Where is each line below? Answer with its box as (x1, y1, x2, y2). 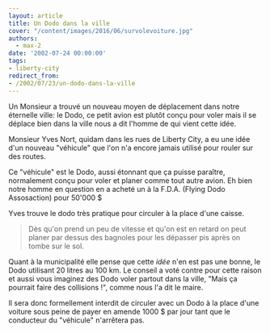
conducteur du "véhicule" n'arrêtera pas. (8, 315, 146, 325)
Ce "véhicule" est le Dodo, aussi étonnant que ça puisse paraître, (8, 167, 226, 177)
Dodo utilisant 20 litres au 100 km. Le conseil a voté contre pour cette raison (8, 265, 262, 275)
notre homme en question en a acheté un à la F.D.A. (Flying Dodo (8, 184, 226, 194)
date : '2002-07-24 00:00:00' (8, 49, 107, 57)
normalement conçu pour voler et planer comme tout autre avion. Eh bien (8, 175, 253, 185)
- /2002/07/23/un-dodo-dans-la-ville (8, 79, 136, 87)
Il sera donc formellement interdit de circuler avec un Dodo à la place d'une (8, 298, 259, 307)
